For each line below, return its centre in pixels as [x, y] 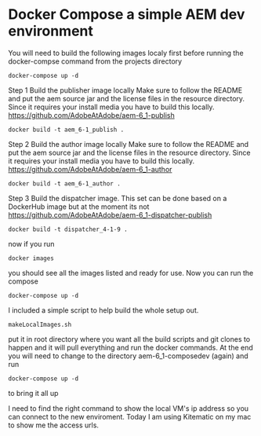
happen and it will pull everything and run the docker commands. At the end [130, 347]
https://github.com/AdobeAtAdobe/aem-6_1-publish [91, 115]
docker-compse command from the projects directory [95, 61]
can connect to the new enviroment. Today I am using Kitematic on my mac [130, 416]
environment [51, 31]
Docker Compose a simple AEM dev [127, 15]
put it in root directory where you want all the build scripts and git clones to [129, 339]
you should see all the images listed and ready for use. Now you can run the [131, 273]
